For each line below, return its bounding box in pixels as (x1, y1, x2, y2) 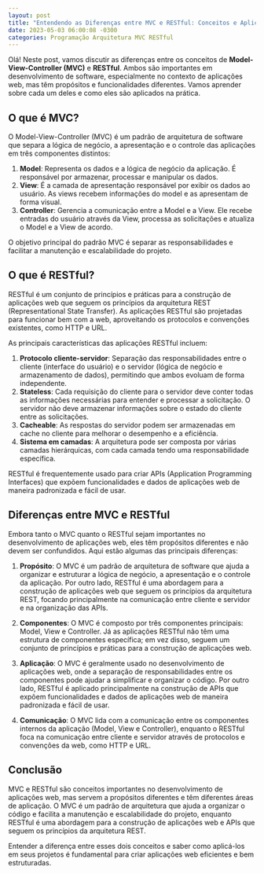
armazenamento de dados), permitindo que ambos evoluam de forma (19, 370, 245, 380)
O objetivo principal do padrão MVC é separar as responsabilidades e (8, 237, 233, 248)
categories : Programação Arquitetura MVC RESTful (8, 33, 174, 42)
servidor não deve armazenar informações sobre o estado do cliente (19, 403, 242, 413)
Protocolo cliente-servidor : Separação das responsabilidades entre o (19, 353, 247, 362)
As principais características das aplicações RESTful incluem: (8, 338, 208, 347)
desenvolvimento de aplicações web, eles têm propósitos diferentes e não (8, 538, 249, 547)
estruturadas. (8, 857, 52, 867)
